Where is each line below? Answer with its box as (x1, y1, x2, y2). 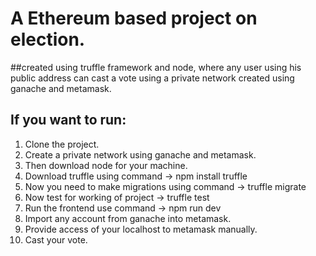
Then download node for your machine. (24, 159, 188, 171)
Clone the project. (24, 138, 100, 150)
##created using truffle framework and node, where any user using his (10, 61, 302, 73)
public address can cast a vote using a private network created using (10, 72, 295, 84)
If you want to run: (10, 112, 127, 129)
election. (10, 28, 86, 51)
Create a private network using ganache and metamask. (24, 148, 257, 161)
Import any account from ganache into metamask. (24, 212, 232, 224)
